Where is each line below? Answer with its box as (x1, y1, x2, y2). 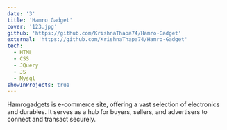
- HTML (13, 49, 33, 56)
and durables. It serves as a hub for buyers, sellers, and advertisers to (7, 108, 208, 116)
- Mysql (13, 74, 36, 82)
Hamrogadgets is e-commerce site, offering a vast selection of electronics (7, 100, 220, 108)
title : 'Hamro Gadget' (7, 17, 73, 24)
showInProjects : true (7, 81, 70, 88)
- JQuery (13, 62, 39, 69)
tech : (7, 42, 23, 49)
